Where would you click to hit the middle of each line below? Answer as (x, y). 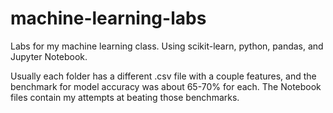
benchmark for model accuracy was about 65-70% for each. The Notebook (166, 86)
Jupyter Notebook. (49, 56)
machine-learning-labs (108, 18)
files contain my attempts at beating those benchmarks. (125, 97)
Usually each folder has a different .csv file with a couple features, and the (163, 76)
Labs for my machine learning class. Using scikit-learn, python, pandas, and (167, 46)
